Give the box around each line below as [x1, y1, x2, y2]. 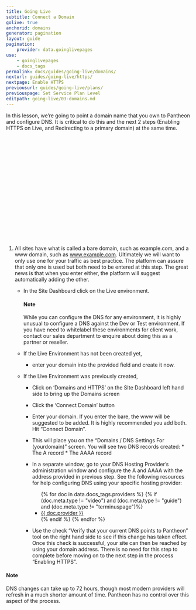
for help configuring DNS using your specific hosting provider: [32, 479, 183, 487]
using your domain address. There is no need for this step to [32, 546, 178, 553]
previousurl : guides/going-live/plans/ [6, 85, 104, 91]
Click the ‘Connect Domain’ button [32, 402, 115, 409]
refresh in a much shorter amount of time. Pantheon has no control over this [6, 591, 189, 598]
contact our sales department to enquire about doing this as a [23, 333, 173, 340]
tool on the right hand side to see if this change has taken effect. [32, 533, 188, 540]
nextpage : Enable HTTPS [6, 80, 64, 86]
